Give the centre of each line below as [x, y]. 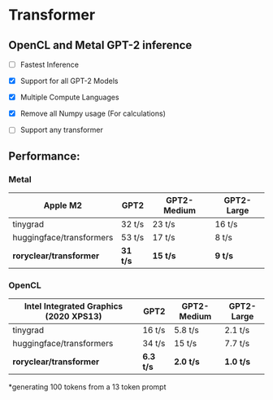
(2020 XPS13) [74, 317]
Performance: [44, 156]
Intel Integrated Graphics [74, 306]
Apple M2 [63, 205]
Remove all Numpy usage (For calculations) [93, 114]
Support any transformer [62, 130]
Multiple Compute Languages [69, 97]
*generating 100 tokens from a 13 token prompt [87, 387]
